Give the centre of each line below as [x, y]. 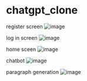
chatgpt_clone [42, 10]
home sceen [21, 49]
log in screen [22, 38]
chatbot [16, 60]
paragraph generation [33, 72]
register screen [24, 26]
